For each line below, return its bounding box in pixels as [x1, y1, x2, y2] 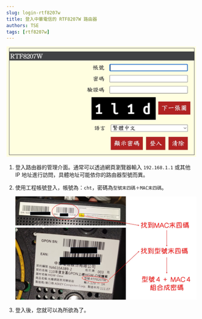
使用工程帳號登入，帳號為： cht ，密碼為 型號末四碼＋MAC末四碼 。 [14, 184, 167, 191]
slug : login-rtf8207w [6, 10, 61, 16]
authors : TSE [6, 22, 39, 28]
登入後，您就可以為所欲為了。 [14, 306, 89, 314]
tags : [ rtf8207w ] [6, 29, 50, 35]
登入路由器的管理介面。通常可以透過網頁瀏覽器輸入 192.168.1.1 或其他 [14, 163, 191, 171]
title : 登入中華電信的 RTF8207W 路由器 [6, 16, 98, 22]
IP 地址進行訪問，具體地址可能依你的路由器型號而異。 [14, 171, 149, 178]
